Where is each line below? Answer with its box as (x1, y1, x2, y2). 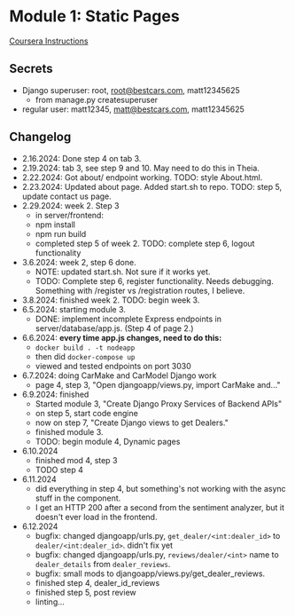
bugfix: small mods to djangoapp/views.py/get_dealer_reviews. (35, 568, 266, 579)
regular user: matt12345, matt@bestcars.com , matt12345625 (21, 104, 245, 115)
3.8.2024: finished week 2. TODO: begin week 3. (21, 295, 200, 305)
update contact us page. (21, 191, 113, 201)
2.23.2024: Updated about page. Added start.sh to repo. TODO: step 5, (21, 181, 282, 192)
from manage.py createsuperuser (35, 94, 159, 105)
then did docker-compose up (35, 351, 136, 361)
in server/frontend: (35, 209, 105, 220)
